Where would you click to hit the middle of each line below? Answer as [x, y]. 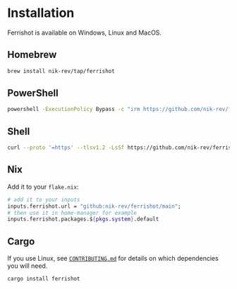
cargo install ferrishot [44, 279]
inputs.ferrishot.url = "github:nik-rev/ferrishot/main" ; [94, 206]
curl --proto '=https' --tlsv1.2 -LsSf [66, 148]
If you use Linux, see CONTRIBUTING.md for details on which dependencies [113, 259]
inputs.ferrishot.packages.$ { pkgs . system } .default [83, 219]
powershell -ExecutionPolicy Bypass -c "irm [74, 110]
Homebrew [32, 55]
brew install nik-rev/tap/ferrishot [61, 71]
